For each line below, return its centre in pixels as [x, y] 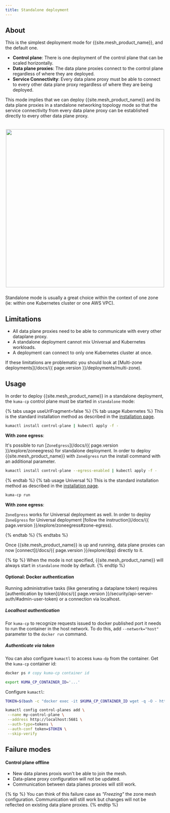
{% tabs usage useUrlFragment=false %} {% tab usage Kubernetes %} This [84, 411]
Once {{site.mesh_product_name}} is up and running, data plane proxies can [85, 545]
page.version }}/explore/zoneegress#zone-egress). [59, 525]
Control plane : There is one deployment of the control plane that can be [88, 58]
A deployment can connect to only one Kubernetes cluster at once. [82, 353]
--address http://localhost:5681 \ [45, 720]
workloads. [24, 348]
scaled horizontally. [33, 63]
